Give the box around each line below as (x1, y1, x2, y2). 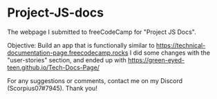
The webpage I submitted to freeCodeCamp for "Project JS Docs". (7, 28, 196, 36)
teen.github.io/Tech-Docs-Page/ (7, 63, 100, 71)
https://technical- (155, 41, 206, 49)
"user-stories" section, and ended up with (7, 55, 126, 64)
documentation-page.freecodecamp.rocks (7, 48, 129, 57)
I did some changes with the (129, 48, 211, 57)
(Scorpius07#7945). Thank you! (7, 84, 98, 92)
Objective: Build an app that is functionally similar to (7, 41, 155, 49)
